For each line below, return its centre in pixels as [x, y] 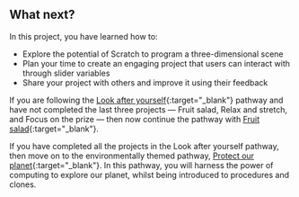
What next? [42, 15]
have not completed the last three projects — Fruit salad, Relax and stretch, [148, 109]
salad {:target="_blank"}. [54, 129]
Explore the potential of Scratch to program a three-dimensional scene [153, 54]
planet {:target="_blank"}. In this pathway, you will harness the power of [141, 165]
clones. [23, 184]
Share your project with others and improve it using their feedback [145, 82]
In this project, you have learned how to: [84, 36]
